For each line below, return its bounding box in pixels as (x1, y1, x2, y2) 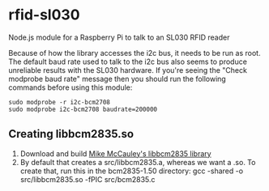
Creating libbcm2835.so (8, 127, 134, 141)
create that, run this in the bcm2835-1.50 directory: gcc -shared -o (19, 166, 244, 176)
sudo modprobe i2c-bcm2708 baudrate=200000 (8, 105, 158, 113)
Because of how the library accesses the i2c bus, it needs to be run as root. (8, 48, 261, 57)
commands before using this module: (8, 83, 133, 92)
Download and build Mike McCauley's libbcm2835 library (19, 148, 212, 159)
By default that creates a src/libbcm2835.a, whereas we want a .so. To (19, 157, 256, 167)
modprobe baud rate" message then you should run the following (8, 74, 227, 83)
